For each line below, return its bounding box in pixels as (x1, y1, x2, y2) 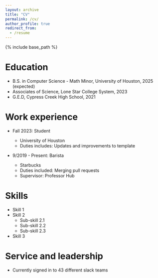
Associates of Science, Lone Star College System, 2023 (12, 88, 128, 95)
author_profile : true (5, 21, 50, 26)
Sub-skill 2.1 (19, 217, 45, 223)
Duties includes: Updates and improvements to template (19, 142, 136, 148)
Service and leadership (5, 251, 103, 262)
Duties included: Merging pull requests (19, 167, 100, 173)
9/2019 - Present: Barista (12, 152, 64, 158)
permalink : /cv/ (5, 16, 39, 21)
